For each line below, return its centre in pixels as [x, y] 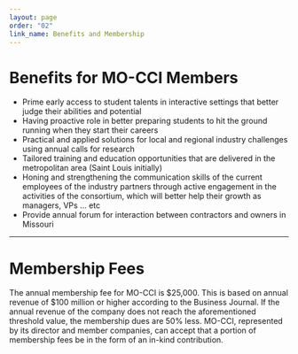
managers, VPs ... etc [61, 205]
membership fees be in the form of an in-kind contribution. [116, 340]
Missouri [38, 224]
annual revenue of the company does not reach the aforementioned [133, 312]
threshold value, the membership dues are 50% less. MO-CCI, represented [146, 321]
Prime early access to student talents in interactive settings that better [150, 102]
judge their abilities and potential [82, 112]
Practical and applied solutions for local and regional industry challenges [155, 140]
